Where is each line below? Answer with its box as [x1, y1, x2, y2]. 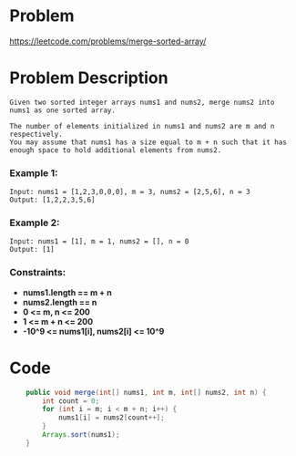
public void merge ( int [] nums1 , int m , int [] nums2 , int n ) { [26, 388, 267, 397]
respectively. [9, 130, 64, 139]
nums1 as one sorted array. [9, 106, 117, 115]
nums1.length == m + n [22, 286, 112, 297]
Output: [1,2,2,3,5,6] [9, 195, 96, 205]
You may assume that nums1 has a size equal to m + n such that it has [9, 138, 287, 147]
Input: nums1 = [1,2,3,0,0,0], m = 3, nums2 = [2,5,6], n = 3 [9, 188, 250, 197]
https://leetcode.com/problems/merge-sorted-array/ [9, 36, 207, 47]
